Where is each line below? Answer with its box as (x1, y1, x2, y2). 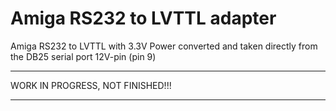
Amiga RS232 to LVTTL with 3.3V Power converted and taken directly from (10, 40, 318, 52)
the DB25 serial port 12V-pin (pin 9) (10, 50, 157, 62)
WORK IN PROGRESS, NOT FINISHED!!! (10, 79, 172, 91)
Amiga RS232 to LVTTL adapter (10, 7, 277, 30)
